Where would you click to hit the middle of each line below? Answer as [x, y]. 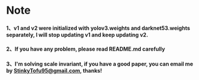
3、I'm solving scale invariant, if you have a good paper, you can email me [100, 64]
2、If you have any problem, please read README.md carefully [86, 49]
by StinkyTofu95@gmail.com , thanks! [54, 70]
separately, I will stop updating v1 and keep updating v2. [77, 35]
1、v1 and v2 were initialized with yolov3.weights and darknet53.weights [98, 28]
